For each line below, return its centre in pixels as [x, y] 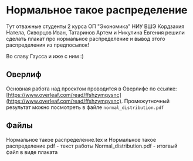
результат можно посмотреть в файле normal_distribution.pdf [85, 107]
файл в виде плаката [32, 152]
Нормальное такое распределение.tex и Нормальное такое [81, 139]
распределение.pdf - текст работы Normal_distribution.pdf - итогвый [92, 146]
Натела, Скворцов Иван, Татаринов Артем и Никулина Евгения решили [95, 32]
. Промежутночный [145, 101]
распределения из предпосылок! [48, 45]
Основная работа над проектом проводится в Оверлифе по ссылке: [92, 89]
